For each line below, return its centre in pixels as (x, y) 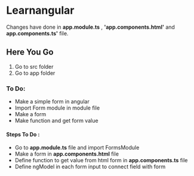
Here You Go (30, 52)
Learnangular (40, 10)
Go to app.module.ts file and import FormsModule (77, 148)
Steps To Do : (23, 134)
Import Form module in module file (57, 108)
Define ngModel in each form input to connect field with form (90, 167)
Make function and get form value (56, 121)
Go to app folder (35, 73)
